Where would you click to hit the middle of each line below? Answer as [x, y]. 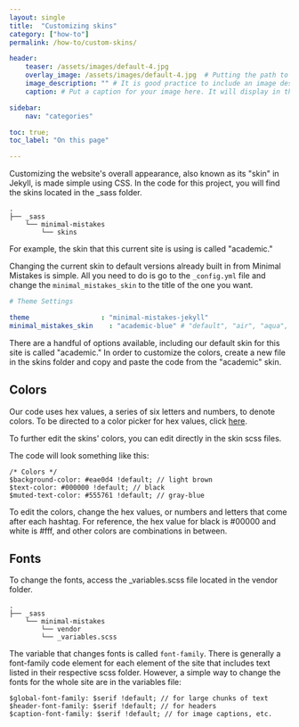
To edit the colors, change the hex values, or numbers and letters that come [148, 512]
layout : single [37, 17]
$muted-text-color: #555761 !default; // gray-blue [107, 495]
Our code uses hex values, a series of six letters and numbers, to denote [142, 411]
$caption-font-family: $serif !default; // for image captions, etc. [141, 715]
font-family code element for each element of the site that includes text [140, 663]
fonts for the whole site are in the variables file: [95, 682]
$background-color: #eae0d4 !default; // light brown [111, 479]
